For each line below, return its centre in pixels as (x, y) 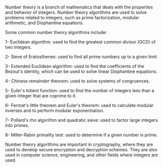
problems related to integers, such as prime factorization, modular (72, 17)
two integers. (18, 47)
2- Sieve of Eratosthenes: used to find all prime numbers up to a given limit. (82, 57)
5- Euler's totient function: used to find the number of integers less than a (80, 90)
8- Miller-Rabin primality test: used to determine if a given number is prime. (81, 135)
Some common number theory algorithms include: (56, 32)
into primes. (17, 125)
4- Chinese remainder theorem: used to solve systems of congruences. (78, 81)
